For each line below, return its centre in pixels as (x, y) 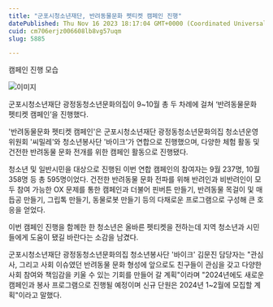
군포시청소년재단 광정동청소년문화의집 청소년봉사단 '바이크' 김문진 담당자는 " (130, 255)
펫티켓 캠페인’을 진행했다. (49, 115)
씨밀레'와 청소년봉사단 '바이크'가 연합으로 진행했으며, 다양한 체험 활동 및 (146, 142)
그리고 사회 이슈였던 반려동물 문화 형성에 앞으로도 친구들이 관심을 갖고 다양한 (141, 265)
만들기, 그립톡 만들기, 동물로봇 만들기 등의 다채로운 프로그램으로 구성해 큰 (139, 200)
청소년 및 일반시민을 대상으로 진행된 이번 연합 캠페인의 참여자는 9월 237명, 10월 (134, 169)
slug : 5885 (27, 39)
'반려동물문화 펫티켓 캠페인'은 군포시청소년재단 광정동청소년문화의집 (116, 132)
